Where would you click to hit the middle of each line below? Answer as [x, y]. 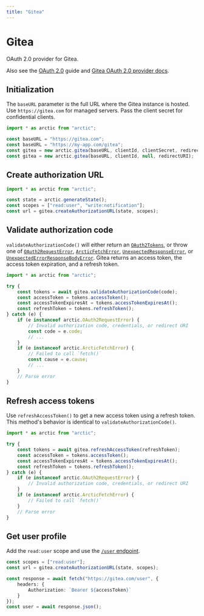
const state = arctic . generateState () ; [57, 200]
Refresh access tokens [51, 401]
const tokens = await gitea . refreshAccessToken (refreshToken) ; [99, 450]
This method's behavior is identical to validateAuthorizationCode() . [91, 422]
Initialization [30, 90]
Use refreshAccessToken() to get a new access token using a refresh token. [101, 416]
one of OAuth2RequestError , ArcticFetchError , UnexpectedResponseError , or [100, 251]
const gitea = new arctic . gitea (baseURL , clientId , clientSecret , [92, 151]
